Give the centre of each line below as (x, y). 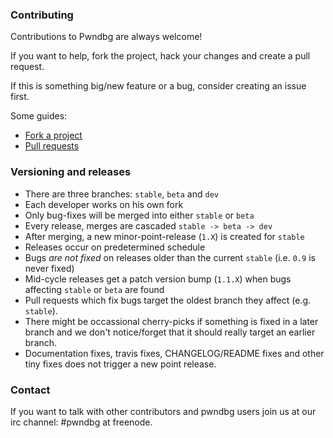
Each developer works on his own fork (104, 204)
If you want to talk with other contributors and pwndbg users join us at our (163, 411)
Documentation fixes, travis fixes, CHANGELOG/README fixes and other (174, 353)
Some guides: (39, 116)
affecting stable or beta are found (94, 289)
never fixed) (49, 268)
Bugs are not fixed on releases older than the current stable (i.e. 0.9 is (170, 257)
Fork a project (53, 135)
